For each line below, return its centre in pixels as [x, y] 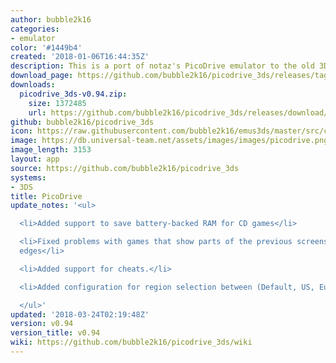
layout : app [35, 159]
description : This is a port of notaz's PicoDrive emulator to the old [162, 66]
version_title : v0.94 [55, 333]
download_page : [42, 76]
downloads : [33, 85]
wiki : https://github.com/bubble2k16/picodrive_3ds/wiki [131, 342]
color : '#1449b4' [46, 47]
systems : [28, 177]
